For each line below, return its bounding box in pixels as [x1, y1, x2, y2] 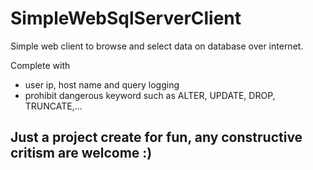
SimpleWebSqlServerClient [10, 7, 242, 30]
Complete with [10, 59, 71, 71]
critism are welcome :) [10, 145, 153, 162]
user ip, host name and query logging [24, 78, 180, 91]
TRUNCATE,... [24, 100, 83, 112]
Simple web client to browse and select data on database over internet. [10, 40, 304, 52]
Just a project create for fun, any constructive [10, 129, 303, 146]
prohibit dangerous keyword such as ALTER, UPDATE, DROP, [24, 89, 276, 101]
